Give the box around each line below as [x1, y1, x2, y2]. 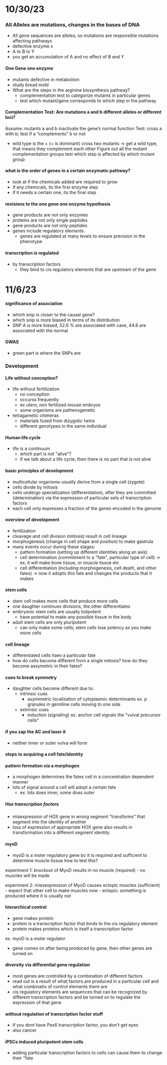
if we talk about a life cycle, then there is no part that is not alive [19, 456, 151, 462]
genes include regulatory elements [12, 228, 84, 234]
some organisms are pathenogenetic [19, 407, 96, 413]
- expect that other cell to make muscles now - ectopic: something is [5, 887, 147, 893]
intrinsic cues [19, 691, 48, 697]
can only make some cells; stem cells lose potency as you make [19, 625, 152, 631]
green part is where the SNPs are [12, 350, 81, 356]
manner [12, 779, 28, 785]
